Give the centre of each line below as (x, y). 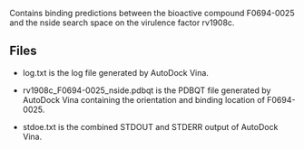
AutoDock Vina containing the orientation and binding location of (144, 99)
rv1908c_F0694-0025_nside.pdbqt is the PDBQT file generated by (147, 90)
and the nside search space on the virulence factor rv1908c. (122, 23)
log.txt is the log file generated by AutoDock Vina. (115, 72)
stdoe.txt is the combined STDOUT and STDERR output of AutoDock (150, 126)
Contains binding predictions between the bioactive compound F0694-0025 (152, 13)
